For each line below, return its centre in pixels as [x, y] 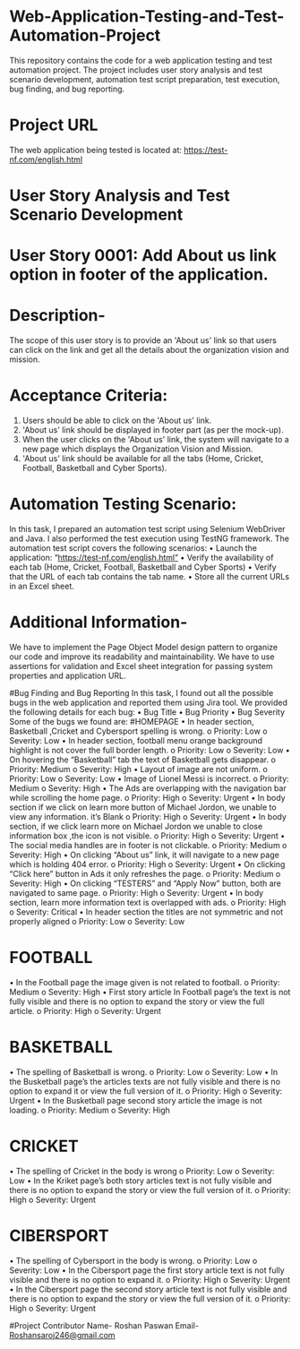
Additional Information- [99, 622]
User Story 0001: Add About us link [143, 256]
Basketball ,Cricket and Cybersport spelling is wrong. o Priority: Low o [138, 731]
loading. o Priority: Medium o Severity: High [90, 1110]
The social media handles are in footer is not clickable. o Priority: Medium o [148, 845]
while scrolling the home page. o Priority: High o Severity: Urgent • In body [147, 798]
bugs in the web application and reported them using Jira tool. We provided [149, 702]
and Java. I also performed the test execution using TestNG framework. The [149, 538]
